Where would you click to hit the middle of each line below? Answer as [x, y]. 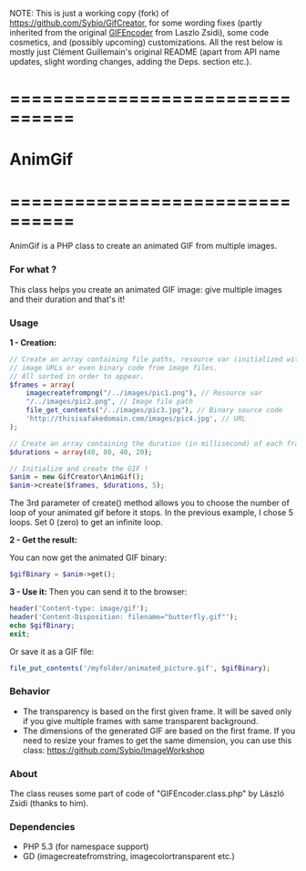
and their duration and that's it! [67, 299]
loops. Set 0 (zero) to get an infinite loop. [86, 523]
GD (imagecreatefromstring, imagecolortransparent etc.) [128, 856]
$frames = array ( [42, 385]
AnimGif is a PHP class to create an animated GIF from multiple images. [143, 246]
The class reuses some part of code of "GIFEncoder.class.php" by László [147, 793]
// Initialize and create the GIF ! [79, 469]
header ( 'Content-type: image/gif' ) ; [79, 609]
